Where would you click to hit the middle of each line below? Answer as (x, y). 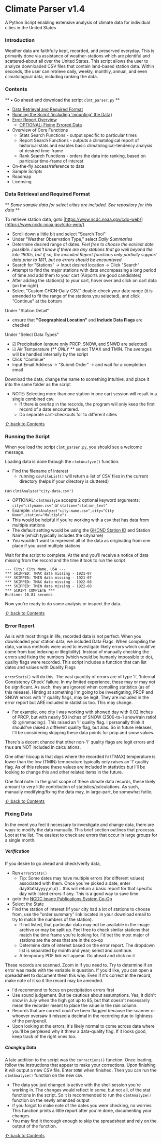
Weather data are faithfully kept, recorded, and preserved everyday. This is (80, 51)
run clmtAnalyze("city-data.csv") (39, 491)
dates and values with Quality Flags (40, 668)
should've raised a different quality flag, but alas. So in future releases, (82, 727)
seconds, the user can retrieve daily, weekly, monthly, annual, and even (76, 71)
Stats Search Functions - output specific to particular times (78, 135)
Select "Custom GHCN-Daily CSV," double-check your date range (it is (82, 291)
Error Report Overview (34, 120)
